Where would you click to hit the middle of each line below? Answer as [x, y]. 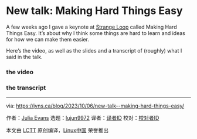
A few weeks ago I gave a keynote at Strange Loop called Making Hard [91, 27]
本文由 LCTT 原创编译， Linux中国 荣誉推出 [57, 130]
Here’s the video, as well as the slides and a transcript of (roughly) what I [94, 50]
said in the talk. [24, 57]
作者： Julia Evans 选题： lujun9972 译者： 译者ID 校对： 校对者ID [83, 118]
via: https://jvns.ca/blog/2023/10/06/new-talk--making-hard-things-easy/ [95, 106]
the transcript [26, 88]
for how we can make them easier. [48, 39]
